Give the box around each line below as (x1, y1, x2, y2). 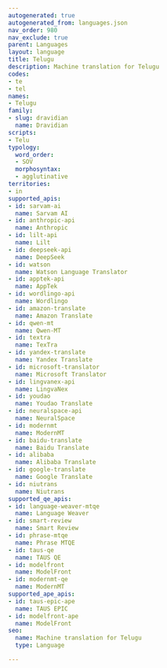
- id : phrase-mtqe (8, 532, 68, 540)
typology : (8, 143, 41, 151)
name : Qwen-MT (15, 326, 61, 335)
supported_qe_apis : (8, 495, 72, 503)
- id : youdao (8, 392, 51, 400)
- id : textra (8, 334, 51, 342)
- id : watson (8, 261, 51, 269)
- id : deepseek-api (8, 246, 72, 254)
